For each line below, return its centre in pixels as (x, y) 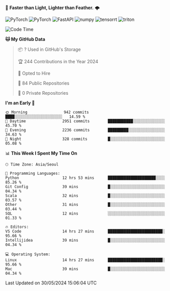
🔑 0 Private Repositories (43, 93)
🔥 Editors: (17, 227)
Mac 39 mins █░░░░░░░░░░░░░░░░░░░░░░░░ (85, 269)
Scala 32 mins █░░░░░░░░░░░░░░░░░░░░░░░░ (85, 196)
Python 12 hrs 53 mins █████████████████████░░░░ (85, 178)
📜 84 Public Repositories (44, 83)
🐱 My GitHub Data (25, 39)
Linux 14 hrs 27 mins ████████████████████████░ (85, 260)
